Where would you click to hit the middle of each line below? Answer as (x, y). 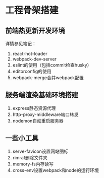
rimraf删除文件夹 (30, 157)
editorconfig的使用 (32, 71)
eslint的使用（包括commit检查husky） (52, 65)
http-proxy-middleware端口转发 (45, 114)
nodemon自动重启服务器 (38, 121)
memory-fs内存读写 (33, 164)
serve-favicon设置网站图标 (40, 151)
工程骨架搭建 (32, 10)
